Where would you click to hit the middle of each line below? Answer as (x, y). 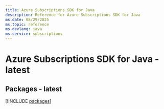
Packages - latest (34, 89)
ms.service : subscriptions (34, 34)
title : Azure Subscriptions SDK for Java (50, 10)
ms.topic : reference (27, 24)
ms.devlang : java (24, 29)
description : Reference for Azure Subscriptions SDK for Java (73, 15)
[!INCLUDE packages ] (28, 101)
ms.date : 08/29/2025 (27, 19)
